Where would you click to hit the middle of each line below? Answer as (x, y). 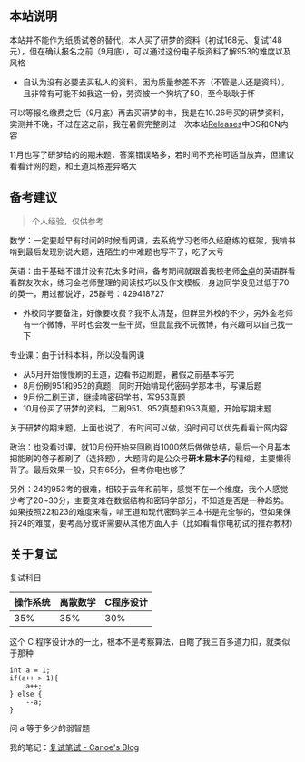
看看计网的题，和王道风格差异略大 (73, 165)
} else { (26, 694)
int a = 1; (30, 670)
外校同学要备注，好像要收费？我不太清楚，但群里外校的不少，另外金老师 (157, 312)
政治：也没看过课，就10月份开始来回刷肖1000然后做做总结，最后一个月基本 (150, 447)
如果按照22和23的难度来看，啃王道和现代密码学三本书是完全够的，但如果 (147, 511)
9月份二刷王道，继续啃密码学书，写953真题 (104, 397)
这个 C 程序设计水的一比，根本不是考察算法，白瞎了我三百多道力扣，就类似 (150, 642)
